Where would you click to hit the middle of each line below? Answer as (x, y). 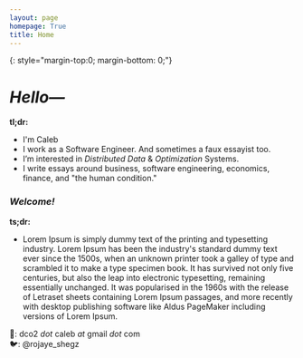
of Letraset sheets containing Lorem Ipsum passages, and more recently (158, 296)
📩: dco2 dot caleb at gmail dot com (75, 334)
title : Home (32, 34)
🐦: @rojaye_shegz (44, 343)
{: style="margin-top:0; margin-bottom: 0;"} (91, 61)
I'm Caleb (40, 140)
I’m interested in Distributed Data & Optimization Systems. (131, 159)
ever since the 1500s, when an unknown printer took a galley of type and (158, 258)
